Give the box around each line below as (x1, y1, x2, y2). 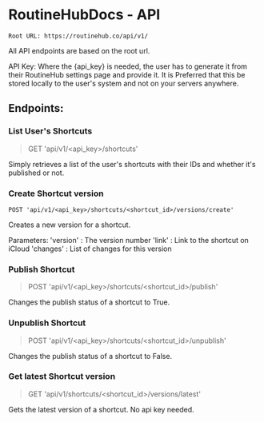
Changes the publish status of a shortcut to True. (8, 297, 170, 307)
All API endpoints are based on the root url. (8, 46, 150, 55)
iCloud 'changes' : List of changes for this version (8, 244, 172, 253)
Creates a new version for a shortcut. (8, 220, 131, 229)
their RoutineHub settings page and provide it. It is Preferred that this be (8, 70, 246, 79)
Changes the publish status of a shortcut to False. (8, 351, 173, 360)
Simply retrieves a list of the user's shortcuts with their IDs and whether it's (8, 159, 256, 169)
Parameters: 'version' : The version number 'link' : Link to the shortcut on (8, 235, 250, 245)
